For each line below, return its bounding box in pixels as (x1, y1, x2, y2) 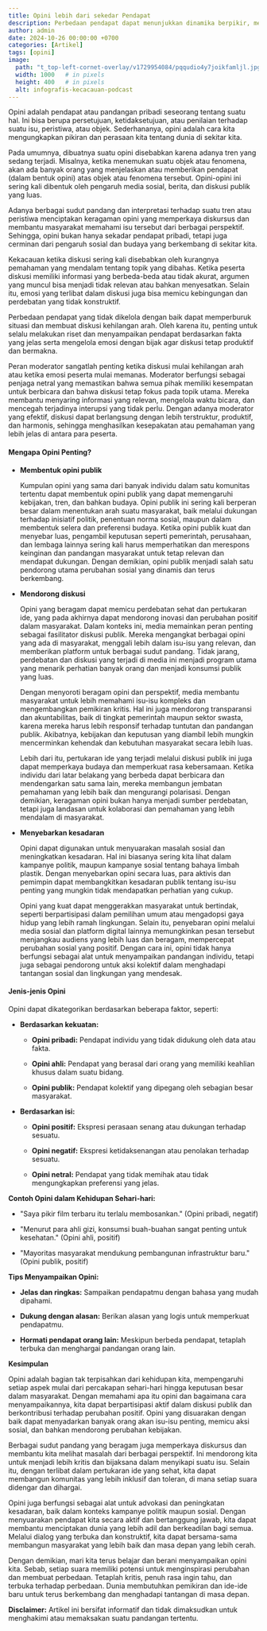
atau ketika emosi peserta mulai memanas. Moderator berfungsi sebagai (8, 370, 246, 380)
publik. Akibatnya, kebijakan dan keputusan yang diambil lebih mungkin (19, 729, 254, 739)
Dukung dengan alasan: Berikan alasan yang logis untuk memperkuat (19, 1311, 250, 1320)
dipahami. (19, 1296, 53, 1305)
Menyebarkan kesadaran (19, 827, 105, 837)
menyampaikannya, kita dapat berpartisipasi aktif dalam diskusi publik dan (8, 1400, 253, 1409)
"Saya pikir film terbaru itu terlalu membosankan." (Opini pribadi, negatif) (19, 1209, 258, 1218)
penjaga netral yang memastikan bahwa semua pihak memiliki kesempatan (8, 378, 253, 388)
